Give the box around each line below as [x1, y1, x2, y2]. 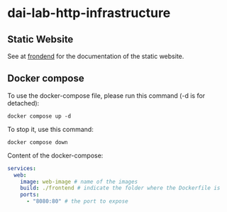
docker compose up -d [7, 112, 72, 120]
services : [7, 164, 37, 172]
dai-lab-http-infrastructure [7, 5, 171, 21]
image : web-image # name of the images [20, 178, 138, 185]
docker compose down [7, 138, 69, 146]
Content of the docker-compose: [7, 151, 104, 160]
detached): [7, 99, 40, 107]
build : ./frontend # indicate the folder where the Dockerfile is [20, 184, 221, 192]
